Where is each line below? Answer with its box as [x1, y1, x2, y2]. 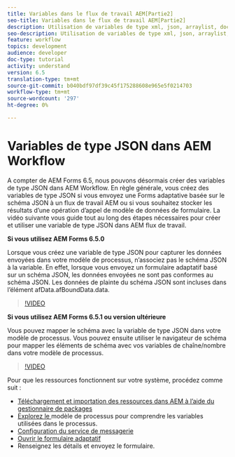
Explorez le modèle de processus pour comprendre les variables [17, 411, 204, 420]
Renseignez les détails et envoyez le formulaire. [17, 442, 155, 450]
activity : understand [7, 62, 71, 69]
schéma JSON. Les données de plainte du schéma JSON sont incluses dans [7, 278, 227, 286]
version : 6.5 [7, 69, 45, 76]
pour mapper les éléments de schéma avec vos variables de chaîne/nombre [7, 341, 226, 350]
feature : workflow [7, 37, 61, 44]
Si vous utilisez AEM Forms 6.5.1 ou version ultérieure [7, 312, 166, 321]
